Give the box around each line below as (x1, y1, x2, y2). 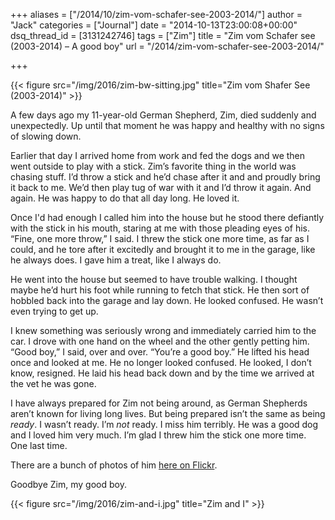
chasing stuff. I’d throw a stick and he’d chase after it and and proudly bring (10, 171, 321, 183)
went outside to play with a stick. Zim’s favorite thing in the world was (10, 160, 297, 172)
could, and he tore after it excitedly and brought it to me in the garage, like (10, 244, 316, 255)
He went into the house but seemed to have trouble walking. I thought (10, 274, 298, 285)
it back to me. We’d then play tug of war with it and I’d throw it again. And (10, 182, 312, 193)
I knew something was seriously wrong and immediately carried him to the (10, 325, 317, 336)
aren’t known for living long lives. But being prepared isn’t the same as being (10, 408, 326, 419)
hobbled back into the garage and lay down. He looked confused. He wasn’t (10, 295, 324, 306)
